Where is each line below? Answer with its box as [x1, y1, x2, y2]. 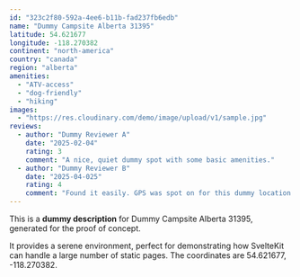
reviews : [9, 122, 42, 131]
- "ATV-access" [17, 80, 75, 89]
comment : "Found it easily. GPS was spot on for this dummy [25, 189, 255, 198]
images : [9, 105, 39, 114]
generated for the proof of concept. [9, 223, 141, 234]
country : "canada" [9, 55, 78, 64]
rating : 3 [25, 147, 63, 156]
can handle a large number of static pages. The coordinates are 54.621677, [9, 250, 287, 261]
